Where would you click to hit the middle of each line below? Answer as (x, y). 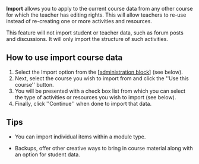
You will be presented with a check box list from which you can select (100, 91)
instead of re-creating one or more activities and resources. (79, 21)
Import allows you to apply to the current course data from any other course (99, 9)
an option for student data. (47, 154)
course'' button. (34, 84)
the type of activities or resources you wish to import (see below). (95, 97)
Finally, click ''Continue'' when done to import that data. (83, 103)
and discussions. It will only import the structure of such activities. (87, 39)
